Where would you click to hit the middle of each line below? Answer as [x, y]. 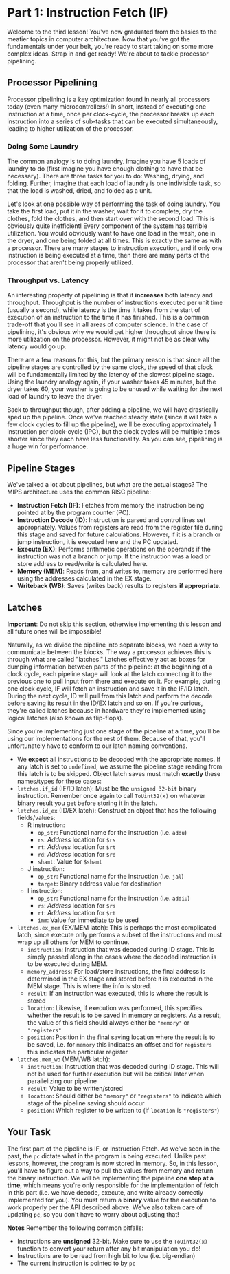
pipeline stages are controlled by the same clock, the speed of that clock [110, 367]
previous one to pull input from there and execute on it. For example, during [114, 681]
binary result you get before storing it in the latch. [87, 803]
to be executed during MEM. [67, 964]
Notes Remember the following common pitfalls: [76, 1228]
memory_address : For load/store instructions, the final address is [116, 971]
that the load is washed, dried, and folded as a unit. [80, 191]
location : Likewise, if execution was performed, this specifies [115, 1007]
